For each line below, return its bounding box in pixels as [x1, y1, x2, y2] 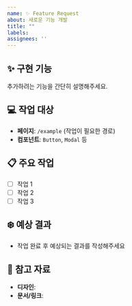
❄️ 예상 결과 [7, 219, 52, 231]
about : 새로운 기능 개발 [7, 16, 68, 23]
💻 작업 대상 [7, 104, 54, 116]
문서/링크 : [16, 292, 44, 300]
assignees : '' [7, 36, 48, 43]
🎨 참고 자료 [7, 263, 51, 275]
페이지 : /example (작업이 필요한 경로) [16, 126, 116, 134]
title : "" [7, 23, 36, 30]
